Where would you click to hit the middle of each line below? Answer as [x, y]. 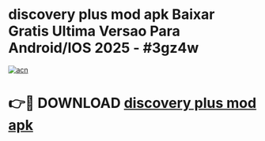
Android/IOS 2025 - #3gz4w [104, 48]
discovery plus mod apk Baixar [112, 15]
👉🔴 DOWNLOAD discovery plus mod [132, 103]
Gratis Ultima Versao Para [94, 31]
